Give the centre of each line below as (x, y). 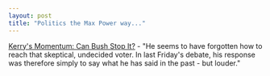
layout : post (30, 16)
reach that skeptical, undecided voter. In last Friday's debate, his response (132, 54)
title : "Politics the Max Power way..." (77, 23)
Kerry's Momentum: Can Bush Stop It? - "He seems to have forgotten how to (135, 46)
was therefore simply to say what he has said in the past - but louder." (125, 63)
